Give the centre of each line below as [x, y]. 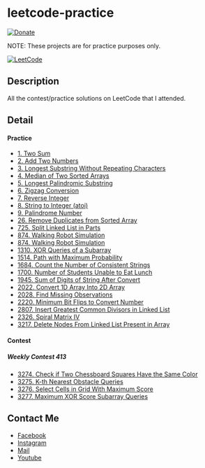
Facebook [32, 435]
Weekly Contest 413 [37, 356]
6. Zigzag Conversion [48, 191]
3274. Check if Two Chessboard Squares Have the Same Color [107, 374]
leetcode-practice [61, 13]
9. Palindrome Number [50, 213]
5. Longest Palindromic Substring [65, 183]
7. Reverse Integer [43, 198]
